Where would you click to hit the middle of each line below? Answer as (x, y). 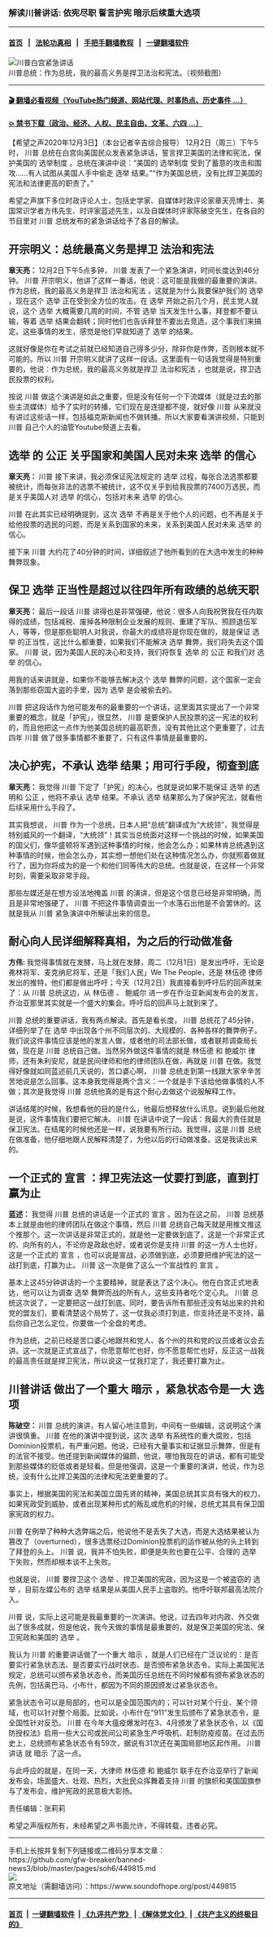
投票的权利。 (37, 380)
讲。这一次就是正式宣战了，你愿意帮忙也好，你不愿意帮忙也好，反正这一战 (133, 1351)
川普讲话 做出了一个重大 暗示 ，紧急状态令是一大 (130, 1389)
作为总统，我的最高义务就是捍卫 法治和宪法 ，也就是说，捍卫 (152, 369)
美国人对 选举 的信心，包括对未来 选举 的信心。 (108, 496)
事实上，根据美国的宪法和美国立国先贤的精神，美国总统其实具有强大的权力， (136, 1493)
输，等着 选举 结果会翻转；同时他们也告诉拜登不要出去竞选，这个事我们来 (131, 321)
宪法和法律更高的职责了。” (51, 183)
